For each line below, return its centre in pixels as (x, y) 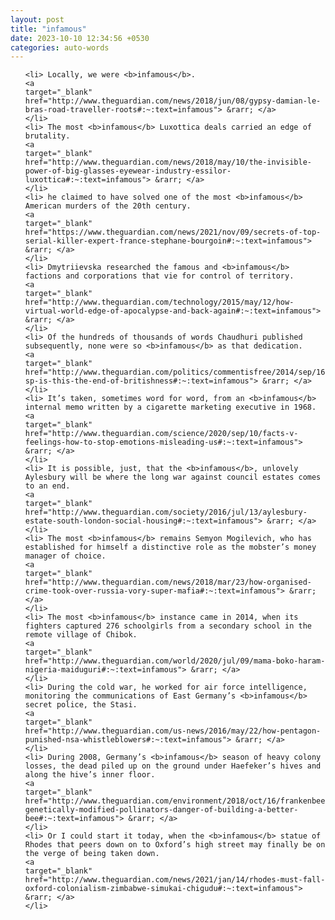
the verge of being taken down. (92, 854)
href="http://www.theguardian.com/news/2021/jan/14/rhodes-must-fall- (175, 880)
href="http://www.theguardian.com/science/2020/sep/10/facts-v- (161, 434)
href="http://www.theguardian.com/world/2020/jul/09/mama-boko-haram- (175, 661)
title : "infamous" (48, 29)
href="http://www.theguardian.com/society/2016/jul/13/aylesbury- (166, 512)
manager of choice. (65, 556)
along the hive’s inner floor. (90, 775)
